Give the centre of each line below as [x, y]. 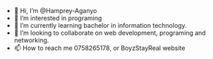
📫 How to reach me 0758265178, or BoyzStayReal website [99, 48]
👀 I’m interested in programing [58, 18]
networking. [31, 40]
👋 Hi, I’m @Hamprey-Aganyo [55, 11]
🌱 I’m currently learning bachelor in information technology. [100, 25]
